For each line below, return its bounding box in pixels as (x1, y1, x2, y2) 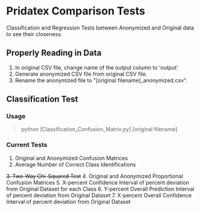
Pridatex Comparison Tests (6, 4, 146, 18)
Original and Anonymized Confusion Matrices (14, 154, 128, 162)
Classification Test (6, 94, 78, 105)
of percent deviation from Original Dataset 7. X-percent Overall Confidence (6, 191, 192, 199)
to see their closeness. (6, 30, 63, 37)
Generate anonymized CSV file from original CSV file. (14, 70, 148, 78)
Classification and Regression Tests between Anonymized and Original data (6, 24, 195, 31)
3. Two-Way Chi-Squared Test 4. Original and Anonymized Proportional (6, 173, 184, 180)
